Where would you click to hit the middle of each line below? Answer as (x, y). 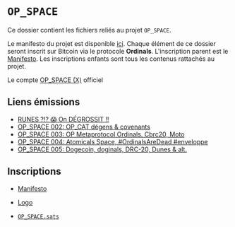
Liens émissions (44, 102)
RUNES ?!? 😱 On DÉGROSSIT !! (63, 119)
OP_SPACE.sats (38, 216)
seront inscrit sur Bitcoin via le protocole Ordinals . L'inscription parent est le (118, 51)
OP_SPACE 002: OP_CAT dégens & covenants (84, 127)
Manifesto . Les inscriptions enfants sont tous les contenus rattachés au (111, 59)
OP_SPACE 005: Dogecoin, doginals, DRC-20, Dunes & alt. (102, 149)
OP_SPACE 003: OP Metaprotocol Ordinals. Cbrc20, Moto (101, 134)
